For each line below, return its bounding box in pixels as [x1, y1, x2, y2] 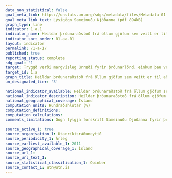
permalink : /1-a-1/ [5, 46, 47, 51]
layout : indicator [5, 41, 45, 46]
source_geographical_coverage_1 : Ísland [5, 146, 93, 151]
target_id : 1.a [5, 70, 38, 75]
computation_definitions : [5, 108, 60, 113]
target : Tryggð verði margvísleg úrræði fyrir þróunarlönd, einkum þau [5, 65, 161, 70]
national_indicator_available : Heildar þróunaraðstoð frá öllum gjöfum [5, 88, 161, 94]
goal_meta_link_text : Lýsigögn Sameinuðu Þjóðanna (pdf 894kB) [5, 17, 143, 22]
